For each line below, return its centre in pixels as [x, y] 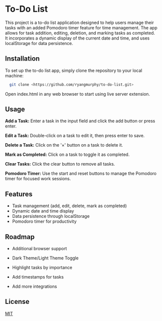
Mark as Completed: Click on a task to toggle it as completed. [67, 154]
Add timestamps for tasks [38, 277]
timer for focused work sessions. [38, 179]
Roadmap [20, 237]
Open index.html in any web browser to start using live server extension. [78, 94]
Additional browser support [39, 249]
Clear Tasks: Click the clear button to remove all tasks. [60, 164]
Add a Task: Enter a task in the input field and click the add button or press [80, 121]
